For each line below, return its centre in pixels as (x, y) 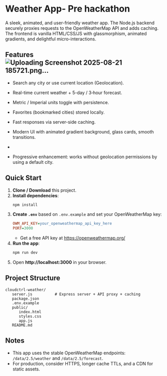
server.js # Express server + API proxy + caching (76, 294)
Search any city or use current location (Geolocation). (68, 83)
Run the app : (26, 244)
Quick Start (23, 178)
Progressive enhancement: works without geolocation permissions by (85, 157)
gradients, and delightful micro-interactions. (51, 39)
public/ (20, 307)
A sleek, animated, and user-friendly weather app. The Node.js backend (80, 23)
